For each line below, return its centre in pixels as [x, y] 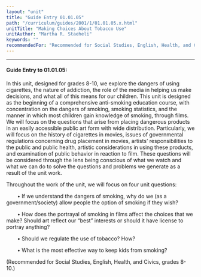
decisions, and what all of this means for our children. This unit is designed [99, 96]
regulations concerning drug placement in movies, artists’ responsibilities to [100, 141]
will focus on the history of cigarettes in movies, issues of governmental [95, 135]
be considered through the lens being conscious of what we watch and [94, 160]
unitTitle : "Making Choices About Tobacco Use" [67, 29]
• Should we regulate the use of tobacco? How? [76, 239]
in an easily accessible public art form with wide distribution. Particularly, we [100, 128]
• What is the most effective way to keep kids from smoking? [92, 251]
